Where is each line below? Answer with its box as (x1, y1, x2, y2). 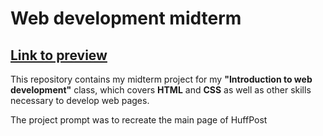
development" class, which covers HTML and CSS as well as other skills (10, 84, 312, 96)
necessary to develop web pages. (10, 95, 150, 106)
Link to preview (10, 47, 108, 64)
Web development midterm (10, 7, 242, 30)
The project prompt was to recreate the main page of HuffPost (10, 114, 268, 126)
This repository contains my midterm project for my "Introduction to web (10, 73, 313, 85)
